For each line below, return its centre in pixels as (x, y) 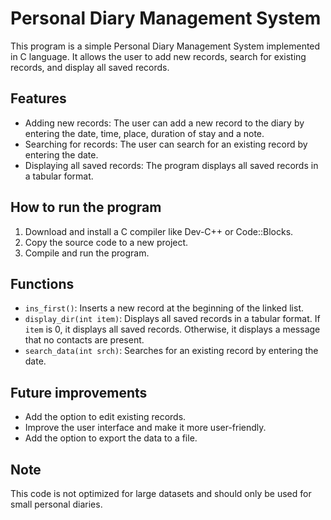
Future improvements (79, 392)
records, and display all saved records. (90, 67)
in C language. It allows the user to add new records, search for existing (158, 56)
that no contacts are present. (84, 340)
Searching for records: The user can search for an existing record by (166, 144)
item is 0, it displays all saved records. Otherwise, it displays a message (172, 329)
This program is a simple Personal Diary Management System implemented (165, 46)
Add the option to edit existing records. (105, 417)
